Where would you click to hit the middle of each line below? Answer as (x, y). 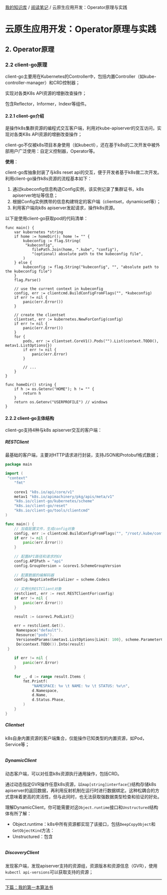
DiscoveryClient (22, 853)
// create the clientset (40, 315)
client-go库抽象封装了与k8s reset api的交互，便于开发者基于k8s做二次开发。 (83, 172)
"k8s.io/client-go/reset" (41, 506)
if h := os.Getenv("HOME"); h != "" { (54, 389)
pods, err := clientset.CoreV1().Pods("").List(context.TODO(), (91, 341)
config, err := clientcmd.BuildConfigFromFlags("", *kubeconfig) (83, 293)
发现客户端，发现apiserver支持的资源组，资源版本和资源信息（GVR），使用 (81, 866)
